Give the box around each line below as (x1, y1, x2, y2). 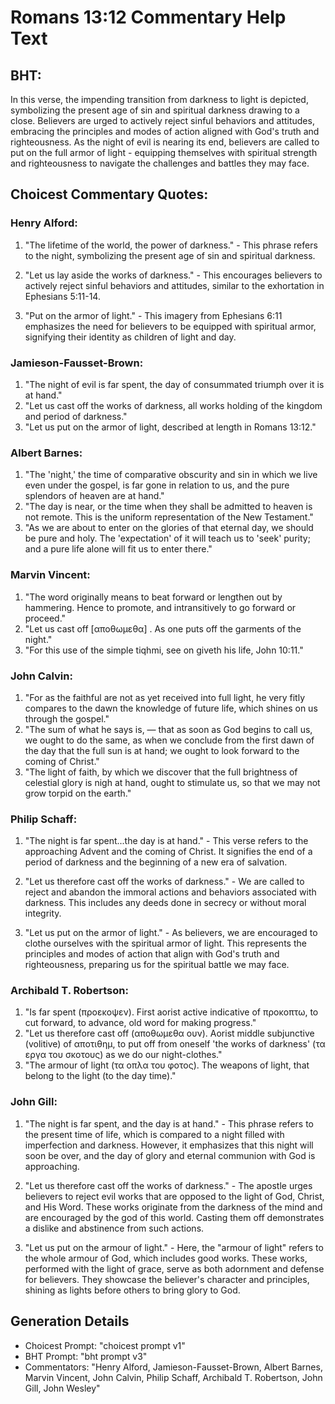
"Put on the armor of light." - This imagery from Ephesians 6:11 (24, 309, 283, 321)
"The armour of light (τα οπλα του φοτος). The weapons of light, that (24, 1059, 310, 1071)
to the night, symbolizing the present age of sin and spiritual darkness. (24, 249, 316, 261)
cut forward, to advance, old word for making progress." (24, 1017, 257, 1029)
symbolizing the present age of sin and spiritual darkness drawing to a (10, 104, 300, 116)
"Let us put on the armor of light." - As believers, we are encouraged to (24, 927, 318, 939)
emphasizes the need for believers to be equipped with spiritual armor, (24, 320, 317, 332)
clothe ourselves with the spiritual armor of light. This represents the (24, 937, 307, 950)
